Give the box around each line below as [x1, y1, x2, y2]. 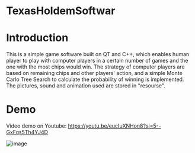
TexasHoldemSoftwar [6, 4, 116, 18]
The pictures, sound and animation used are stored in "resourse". [6, 82, 166, 89]
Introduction [6, 31, 69, 45]
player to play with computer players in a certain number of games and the [6, 57, 188, 64]
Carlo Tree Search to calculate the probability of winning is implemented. [6, 76, 184, 83]
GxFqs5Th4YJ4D [6, 129, 49, 136]
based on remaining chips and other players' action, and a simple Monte [6, 70, 183, 77]
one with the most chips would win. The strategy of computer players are [6, 63, 185, 70]
